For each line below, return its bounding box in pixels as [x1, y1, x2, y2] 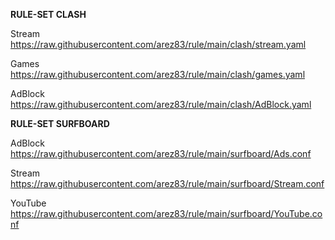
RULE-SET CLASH [10, 9, 87, 20]
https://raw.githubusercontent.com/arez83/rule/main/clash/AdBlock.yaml [10, 99, 312, 110]
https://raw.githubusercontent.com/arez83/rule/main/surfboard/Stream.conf [10, 178, 325, 189]
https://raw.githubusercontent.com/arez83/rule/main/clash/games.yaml [10, 69, 306, 80]
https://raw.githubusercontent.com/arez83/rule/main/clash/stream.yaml [10, 39, 307, 50]
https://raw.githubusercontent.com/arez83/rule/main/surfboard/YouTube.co [10, 208, 323, 219]
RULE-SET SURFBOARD [10, 118, 110, 129]
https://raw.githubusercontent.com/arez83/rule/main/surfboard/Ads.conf [10, 148, 312, 159]
